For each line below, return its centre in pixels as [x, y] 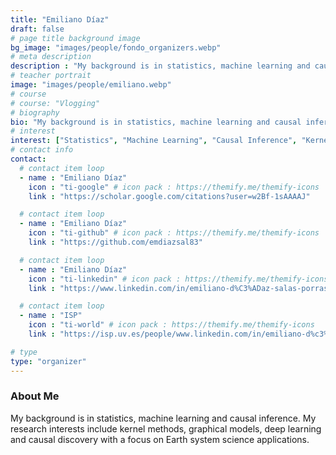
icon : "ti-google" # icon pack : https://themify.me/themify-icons [174, 187]
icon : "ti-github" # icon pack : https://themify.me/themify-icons [174, 233]
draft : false [37, 29]
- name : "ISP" [51, 316]
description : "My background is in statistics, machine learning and [160, 66]
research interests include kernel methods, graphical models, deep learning [166, 428]
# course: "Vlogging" [55, 103]
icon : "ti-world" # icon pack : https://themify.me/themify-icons [171, 325]
